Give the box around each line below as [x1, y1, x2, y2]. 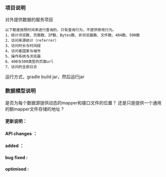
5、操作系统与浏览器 [5, 54, 41, 59]
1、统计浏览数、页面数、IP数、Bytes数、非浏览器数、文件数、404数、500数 [5, 33, 140, 38]
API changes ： [5, 130, 37, 136]
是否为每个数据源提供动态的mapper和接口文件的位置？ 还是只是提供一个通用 [5, 99, 162, 105]
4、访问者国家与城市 [5, 49, 41, 54]
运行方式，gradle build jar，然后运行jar [5, 74, 84, 80]
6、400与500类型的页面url [5, 59, 54, 64]
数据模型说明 [5, 88, 36, 94]
